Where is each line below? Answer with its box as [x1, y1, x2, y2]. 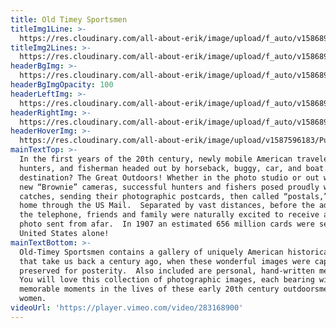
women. [19, 294, 47, 304]
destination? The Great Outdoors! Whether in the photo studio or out [19, 172, 320, 183]
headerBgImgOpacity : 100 [10, 80, 114, 90]
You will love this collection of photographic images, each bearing [19, 275, 315, 285]
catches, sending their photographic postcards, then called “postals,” [19, 191, 329, 201]
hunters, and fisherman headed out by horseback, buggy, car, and [19, 163, 302, 173]
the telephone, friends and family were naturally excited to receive [19, 210, 320, 220]
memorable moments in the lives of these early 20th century [19, 284, 280, 295]
